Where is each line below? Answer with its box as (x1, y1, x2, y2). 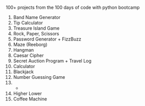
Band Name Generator (13, 14, 61, 20)
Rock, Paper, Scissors (13, 31, 59, 36)
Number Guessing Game (13, 74, 65, 80)
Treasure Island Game (13, 25, 60, 31)
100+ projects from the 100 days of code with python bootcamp (6, 5, 140, 10)
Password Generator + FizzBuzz (13, 36, 81, 42)
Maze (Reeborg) (13, 41, 47, 48)
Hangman (13, 47, 34, 53)
